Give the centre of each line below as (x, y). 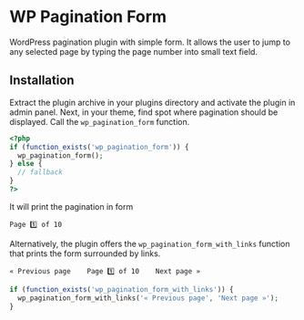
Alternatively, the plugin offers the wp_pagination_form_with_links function (150, 243)
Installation (42, 81)
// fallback (41, 172)
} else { (26, 164)
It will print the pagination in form (71, 206)
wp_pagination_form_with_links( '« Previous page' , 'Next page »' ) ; (148, 298)
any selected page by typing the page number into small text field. (133, 51)
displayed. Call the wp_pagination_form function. (100, 121)
